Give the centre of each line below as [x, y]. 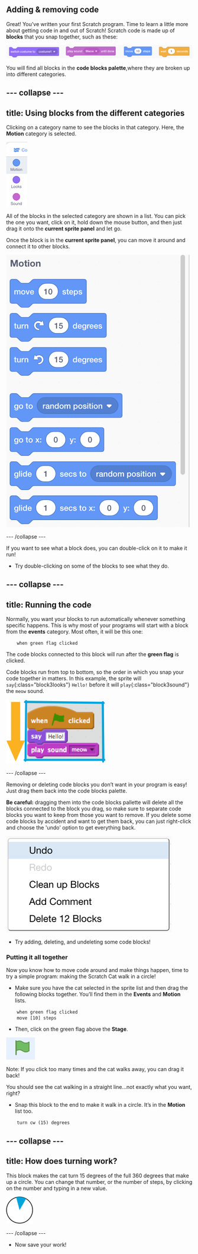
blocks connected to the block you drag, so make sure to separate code [94, 809]
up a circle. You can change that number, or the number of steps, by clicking [99, 1182]
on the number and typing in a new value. [57, 1188]
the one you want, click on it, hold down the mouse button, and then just [94, 222]
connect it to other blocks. [38, 246]
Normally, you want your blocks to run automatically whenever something [96, 619]
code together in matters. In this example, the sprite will [74, 679]
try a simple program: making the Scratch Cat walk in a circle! [81, 977]
